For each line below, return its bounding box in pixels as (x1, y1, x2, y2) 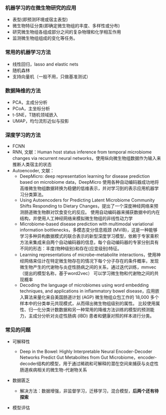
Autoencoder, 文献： (12, 168, 55, 174)
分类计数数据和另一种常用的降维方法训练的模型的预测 (41, 307, 150, 313)
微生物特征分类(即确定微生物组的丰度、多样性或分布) (12, 23, 120, 29)
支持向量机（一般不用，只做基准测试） (12, 73, 91, 79)
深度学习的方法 (5, 132, 41, 138)
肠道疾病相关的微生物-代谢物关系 (19, 367, 88, 373)
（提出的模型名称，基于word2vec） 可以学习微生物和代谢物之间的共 (19, 271, 159, 277)
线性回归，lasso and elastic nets (12, 61, 78, 67)
